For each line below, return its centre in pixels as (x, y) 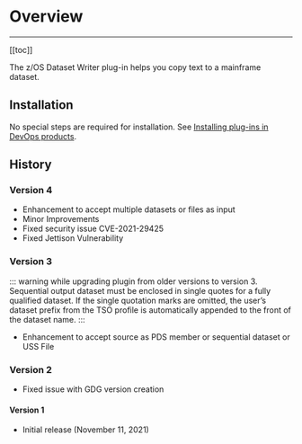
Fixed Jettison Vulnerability (73, 238)
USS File (38, 346)
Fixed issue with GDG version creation (93, 389)
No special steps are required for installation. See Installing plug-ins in (139, 127)
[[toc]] (21, 49)
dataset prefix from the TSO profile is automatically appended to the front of (151, 310)
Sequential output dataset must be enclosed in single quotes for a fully (140, 290)
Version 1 (27, 410)
